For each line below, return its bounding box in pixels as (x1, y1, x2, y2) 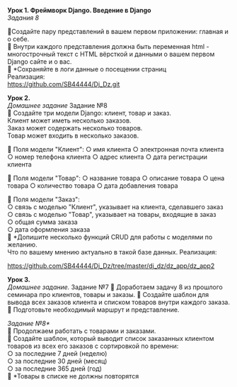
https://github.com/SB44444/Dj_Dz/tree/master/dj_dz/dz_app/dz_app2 (7, 262, 215, 270)
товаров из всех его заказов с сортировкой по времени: (7, 342, 179, 350)
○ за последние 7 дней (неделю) (7, 349, 108, 357)
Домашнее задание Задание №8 (7, 101, 108, 109)
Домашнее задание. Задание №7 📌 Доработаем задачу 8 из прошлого (7, 283, 223, 291)
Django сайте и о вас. (7, 57, 72, 66)
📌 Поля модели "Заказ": (7, 195, 80, 203)
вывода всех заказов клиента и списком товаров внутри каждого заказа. (7, 298, 230, 306)
